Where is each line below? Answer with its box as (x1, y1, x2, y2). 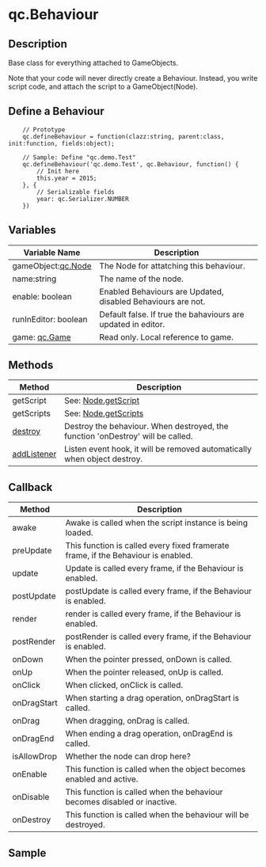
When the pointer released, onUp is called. (65, 667, 224, 678)
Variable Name (23, 247, 81, 258)
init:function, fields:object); (8, 139, 115, 147)
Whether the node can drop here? (65, 751, 192, 762)
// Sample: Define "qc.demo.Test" (22, 153, 136, 162)
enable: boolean (12, 291, 73, 302)
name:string (12, 273, 57, 284)
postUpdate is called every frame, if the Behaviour (65, 586, 252, 597)
